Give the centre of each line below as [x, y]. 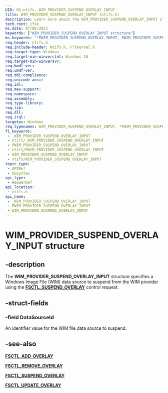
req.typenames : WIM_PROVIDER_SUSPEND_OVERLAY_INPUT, [61, 126]
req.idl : [14, 84]
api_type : [15, 178]
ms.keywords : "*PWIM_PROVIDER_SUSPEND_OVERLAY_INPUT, [62, 38]
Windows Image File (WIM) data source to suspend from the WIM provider [82, 282]
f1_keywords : [19, 131]
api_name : [15, 196]
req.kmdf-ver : [20, 66]
